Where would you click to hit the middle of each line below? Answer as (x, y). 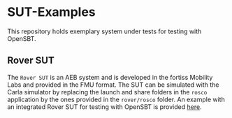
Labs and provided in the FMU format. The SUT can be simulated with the (113, 85)
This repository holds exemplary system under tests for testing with (104, 31)
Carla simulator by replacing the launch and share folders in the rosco (107, 92)
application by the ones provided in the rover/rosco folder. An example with (116, 99)
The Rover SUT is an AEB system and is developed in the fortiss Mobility (110, 77)
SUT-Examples (51, 12)
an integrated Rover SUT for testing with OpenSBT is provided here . (104, 107)
